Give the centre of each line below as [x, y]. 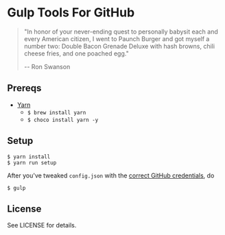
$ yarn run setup [32, 162]
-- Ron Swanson [47, 66]
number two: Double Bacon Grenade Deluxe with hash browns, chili [119, 46]
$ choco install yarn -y [63, 120]
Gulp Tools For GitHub [71, 13]
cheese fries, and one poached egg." [76, 53]
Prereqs [24, 88]
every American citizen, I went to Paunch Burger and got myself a [117, 38]
